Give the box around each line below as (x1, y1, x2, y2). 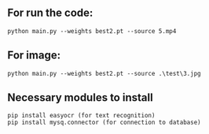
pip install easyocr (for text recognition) (7, 112, 156, 120)
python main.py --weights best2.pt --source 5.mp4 (7, 27, 177, 35)
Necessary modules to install (7, 91, 154, 105)
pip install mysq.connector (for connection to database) (7, 118, 201, 127)
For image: (7, 49, 60, 62)
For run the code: (7, 6, 93, 20)
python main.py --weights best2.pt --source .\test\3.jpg (7, 69, 201, 77)
